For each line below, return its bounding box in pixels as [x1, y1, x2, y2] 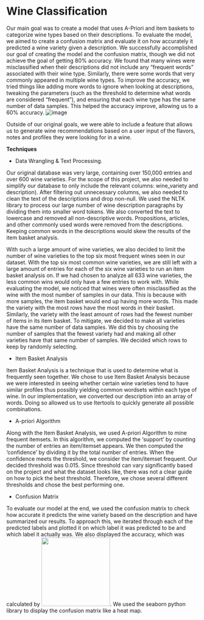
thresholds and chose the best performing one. [6, 481, 125, 488]
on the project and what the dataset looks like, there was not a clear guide [6, 468, 192, 475]
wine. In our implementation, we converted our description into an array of [6, 392, 193, 400]
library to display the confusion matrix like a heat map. [6, 607, 142, 614]
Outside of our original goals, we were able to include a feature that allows [6, 120, 193, 128]
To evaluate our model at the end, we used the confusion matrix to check [6, 505, 190, 512]
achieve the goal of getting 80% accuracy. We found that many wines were [6, 57, 195, 64]
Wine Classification [6, 4, 108, 18]
